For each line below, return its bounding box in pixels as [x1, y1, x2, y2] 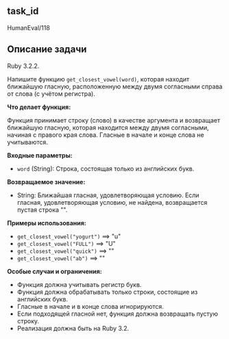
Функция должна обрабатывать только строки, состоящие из [16, 288, 198, 296]
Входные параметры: [7, 151, 73, 160]
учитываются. [7, 138, 48, 146]
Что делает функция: [7, 103, 71, 111]
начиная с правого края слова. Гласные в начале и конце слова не [7, 130, 204, 139]
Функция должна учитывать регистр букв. [16, 280, 142, 288]
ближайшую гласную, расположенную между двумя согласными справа [7, 82, 223, 90]
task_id [7, 5, 39, 17]
